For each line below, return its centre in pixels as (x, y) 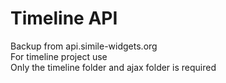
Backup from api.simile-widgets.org (84, 46)
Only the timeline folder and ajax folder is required (113, 67)
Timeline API (64, 18)
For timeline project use (59, 56)
